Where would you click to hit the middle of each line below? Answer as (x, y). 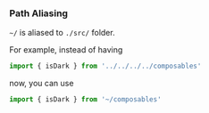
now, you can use (42, 84)
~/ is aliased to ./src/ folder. (62, 33)
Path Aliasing (39, 13)
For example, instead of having (66, 50)
